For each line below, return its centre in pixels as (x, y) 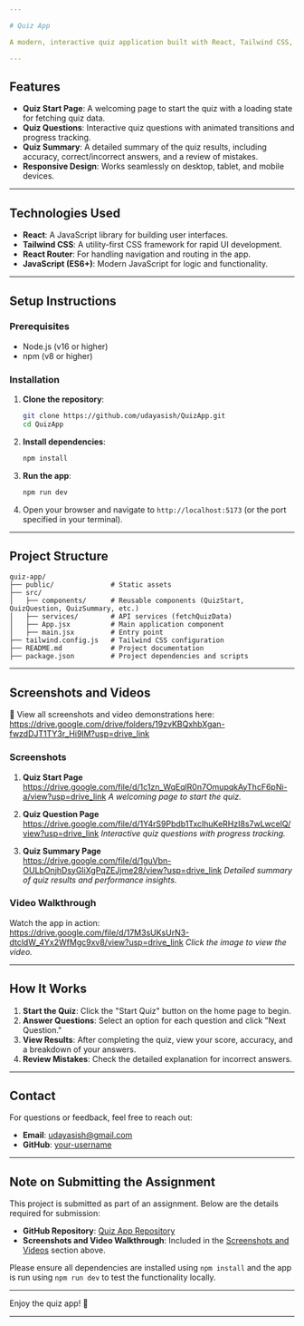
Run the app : (47, 475)
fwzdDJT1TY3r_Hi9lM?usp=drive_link (80, 734)
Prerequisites (39, 327)
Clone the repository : (63, 399)
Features (35, 87)
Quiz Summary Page (62, 851)
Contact (33, 1096)
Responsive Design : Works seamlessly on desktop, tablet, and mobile (153, 166)
